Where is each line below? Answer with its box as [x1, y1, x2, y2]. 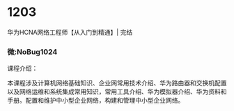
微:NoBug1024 [7, 46, 58, 56]
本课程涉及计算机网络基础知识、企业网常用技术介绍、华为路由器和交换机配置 [7, 79, 227, 87]
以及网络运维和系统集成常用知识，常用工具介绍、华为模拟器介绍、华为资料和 [7, 87, 227, 96]
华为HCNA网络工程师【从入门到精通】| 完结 [7, 28, 133, 36]
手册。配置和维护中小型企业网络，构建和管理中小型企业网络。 [7, 96, 185, 105]
